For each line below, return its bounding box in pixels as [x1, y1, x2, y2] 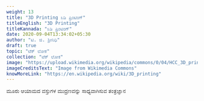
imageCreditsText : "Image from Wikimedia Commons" [6, 65, 137, 71]
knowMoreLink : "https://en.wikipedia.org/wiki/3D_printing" [6, 71, 162, 77]
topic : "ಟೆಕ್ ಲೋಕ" [6, 48, 50, 54]
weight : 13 [6, 8, 34, 15]
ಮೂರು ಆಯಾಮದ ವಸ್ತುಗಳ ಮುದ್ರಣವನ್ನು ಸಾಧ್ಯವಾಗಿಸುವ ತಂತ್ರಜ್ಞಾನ [6, 87, 126, 94]
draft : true [6, 43, 36, 49]
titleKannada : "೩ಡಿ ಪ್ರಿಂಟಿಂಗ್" [6, 25, 72, 32]
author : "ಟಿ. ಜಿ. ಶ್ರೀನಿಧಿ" [6, 37, 60, 43]
